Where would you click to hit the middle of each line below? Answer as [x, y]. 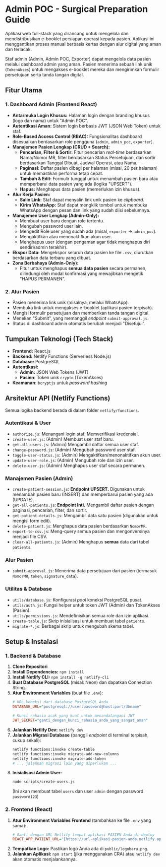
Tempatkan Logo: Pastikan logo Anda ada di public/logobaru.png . [80, 849]
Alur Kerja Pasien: [31, 194]
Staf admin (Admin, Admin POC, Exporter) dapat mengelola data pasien [78, 59]
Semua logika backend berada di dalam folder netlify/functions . [72, 410]
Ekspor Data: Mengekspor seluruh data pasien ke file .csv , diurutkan [83, 252]
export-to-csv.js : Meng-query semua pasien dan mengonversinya [81, 532]
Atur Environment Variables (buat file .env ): [57, 693]
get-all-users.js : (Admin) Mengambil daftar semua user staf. [76, 444]
